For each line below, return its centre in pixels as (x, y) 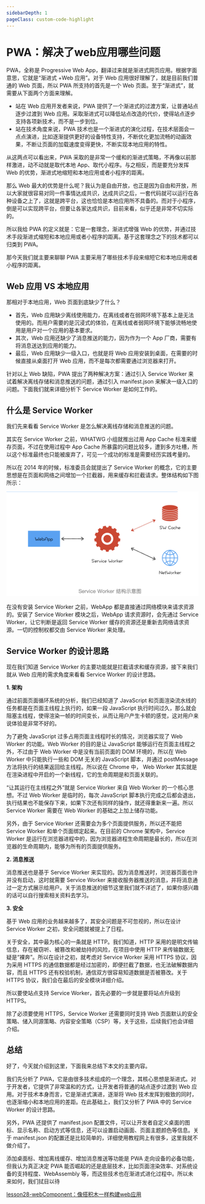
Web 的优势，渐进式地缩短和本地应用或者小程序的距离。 (77, 173)
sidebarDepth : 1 (27, 13)
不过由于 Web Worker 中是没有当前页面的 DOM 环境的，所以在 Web (102, 752)
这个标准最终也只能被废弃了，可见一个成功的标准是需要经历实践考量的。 (102, 455)
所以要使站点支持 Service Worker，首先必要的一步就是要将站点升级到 (93, 993)
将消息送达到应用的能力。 (47, 346)
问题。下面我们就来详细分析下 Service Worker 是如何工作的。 (83, 389)
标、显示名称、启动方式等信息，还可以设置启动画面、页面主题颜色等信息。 (100, 1130)
